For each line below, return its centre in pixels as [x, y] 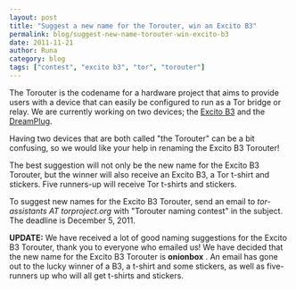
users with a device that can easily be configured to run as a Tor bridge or [145, 102]
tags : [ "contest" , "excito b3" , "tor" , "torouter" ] [107, 68]
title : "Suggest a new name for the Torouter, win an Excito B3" [133, 26]
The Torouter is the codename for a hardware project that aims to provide [144, 92]
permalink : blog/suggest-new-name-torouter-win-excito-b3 [119, 34]
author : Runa [33, 51]
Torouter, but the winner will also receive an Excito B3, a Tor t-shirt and [140, 174]
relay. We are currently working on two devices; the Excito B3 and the [137, 112]
